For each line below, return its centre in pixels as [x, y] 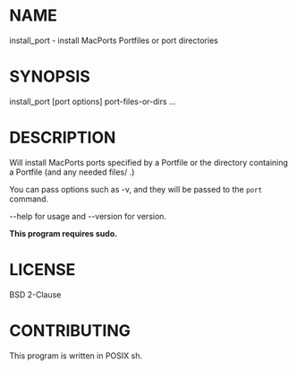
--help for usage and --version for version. [88, 216]
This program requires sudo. [64, 233]
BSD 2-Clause [35, 294]
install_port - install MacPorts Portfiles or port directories [114, 40]
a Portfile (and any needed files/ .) [72, 172]
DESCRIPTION [63, 138]
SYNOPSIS [50, 77]
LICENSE [42, 270]
